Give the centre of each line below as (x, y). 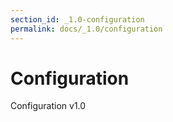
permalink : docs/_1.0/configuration (86, 29)
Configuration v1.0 (48, 106)
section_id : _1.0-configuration (77, 19)
